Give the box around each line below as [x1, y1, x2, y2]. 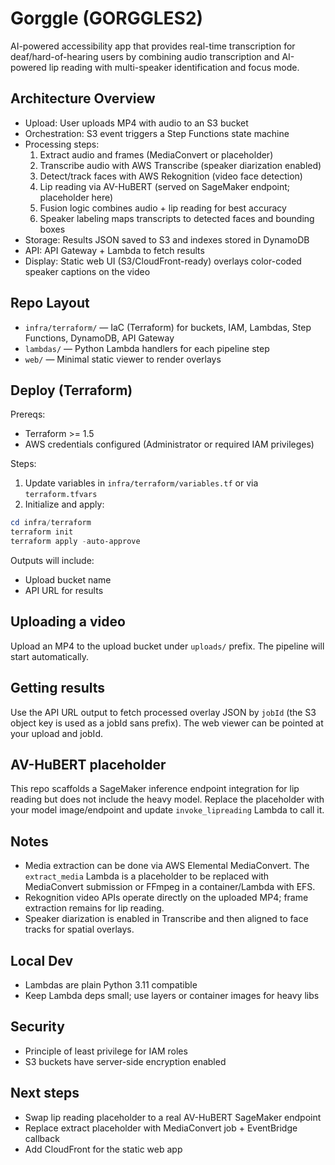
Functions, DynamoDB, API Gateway [24, 332, 175, 344]
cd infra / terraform [10, 518, 92, 528]
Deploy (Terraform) [10, 382, 133, 399]
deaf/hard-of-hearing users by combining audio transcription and [10, 50, 280, 62]
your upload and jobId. [10, 727, 103, 739]
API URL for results [24, 585, 104, 596]
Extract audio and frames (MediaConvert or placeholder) [39, 148, 274, 161]
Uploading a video [10, 613, 126, 631]
